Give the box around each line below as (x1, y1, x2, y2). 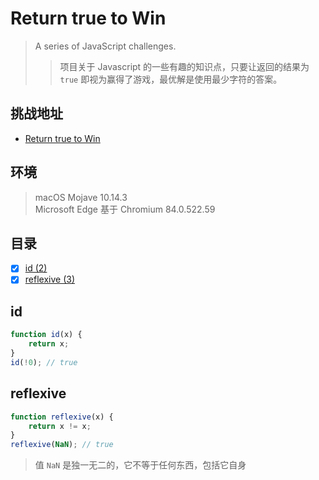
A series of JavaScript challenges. (34, 40, 177, 52)
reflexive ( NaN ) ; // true (10, 440, 114, 450)
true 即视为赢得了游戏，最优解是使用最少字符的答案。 (59, 73, 283, 85)
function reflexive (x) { (10, 412, 114, 422)
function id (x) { (10, 330, 83, 340)
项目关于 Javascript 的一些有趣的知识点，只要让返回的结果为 (59, 60, 310, 72)
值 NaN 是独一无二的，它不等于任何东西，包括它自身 (34, 459, 247, 471)
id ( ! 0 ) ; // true (10, 357, 78, 367)
